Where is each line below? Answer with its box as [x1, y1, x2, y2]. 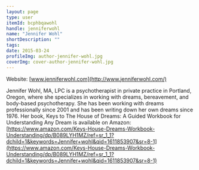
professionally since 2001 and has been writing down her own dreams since [6, 106, 193, 113]
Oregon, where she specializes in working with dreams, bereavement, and [6, 93, 189, 101]
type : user [6, 14, 33, 20]
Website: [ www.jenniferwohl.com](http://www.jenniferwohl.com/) [6, 75, 167, 83]
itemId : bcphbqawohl [6, 20, 58, 26]
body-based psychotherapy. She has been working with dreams [6, 99, 164, 107]
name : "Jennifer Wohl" [6, 31, 63, 37]
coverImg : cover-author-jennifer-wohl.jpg [6, 59, 114, 65]
